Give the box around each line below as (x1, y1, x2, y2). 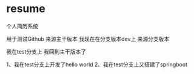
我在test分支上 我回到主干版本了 (6, 48, 87, 55)
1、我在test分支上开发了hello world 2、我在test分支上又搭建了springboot (6, 61, 188, 68)
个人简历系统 (6, 22, 38, 29)
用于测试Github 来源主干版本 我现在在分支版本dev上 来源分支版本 (6, 35, 170, 42)
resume (6, 2, 45, 16)
